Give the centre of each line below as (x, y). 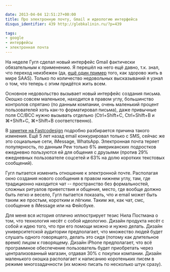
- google (15, 38)
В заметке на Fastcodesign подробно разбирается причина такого (77, 130)
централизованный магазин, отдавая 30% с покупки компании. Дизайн (83, 253)
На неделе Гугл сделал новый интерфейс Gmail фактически (70, 62)
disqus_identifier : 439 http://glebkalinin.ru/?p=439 (64, 24)
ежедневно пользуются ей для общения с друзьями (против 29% (77, 152)
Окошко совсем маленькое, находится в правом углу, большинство (80, 99)
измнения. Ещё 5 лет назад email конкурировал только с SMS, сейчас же (85, 136)
